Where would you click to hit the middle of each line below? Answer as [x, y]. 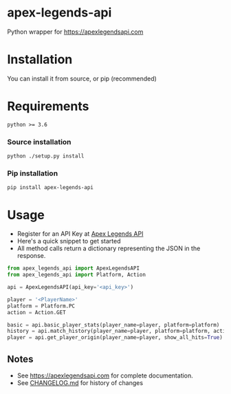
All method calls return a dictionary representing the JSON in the [109, 248]
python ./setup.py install [46, 156]
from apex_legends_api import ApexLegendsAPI [73, 269]
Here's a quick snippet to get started [69, 241]
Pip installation [33, 173]
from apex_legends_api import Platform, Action [77, 275]
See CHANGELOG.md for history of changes [80, 383]
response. [31, 256]
